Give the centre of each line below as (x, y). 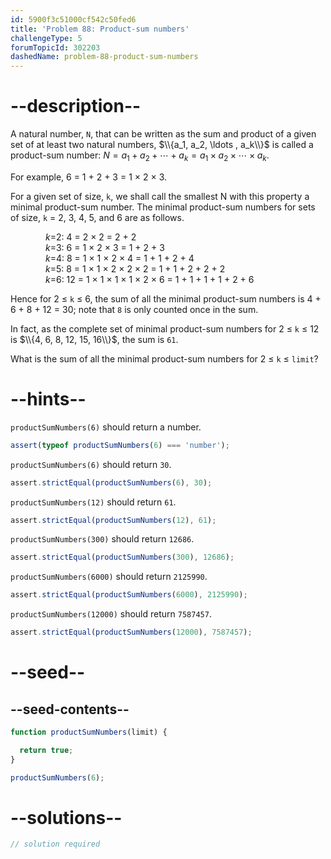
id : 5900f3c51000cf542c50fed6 (73, 19)
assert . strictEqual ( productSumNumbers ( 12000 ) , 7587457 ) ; (131, 632)
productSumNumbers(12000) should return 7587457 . (111, 614)
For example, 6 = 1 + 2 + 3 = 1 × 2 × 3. (89, 177)
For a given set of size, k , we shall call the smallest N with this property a (160, 196)
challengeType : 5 (46, 38)
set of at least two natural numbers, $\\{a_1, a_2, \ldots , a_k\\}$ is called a (162, 145)
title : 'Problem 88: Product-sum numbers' (100, 29)
